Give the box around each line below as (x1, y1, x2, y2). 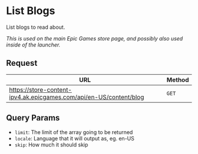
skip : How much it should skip (14, 141, 88, 148)
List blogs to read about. (6, 24, 65, 31)
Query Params (6, 113, 60, 123)
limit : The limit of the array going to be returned (14, 128, 133, 136)
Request (6, 58, 38, 68)
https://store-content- (9, 85, 72, 93)
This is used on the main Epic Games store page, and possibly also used (6, 35, 183, 42)
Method (166, 75, 189, 83)
